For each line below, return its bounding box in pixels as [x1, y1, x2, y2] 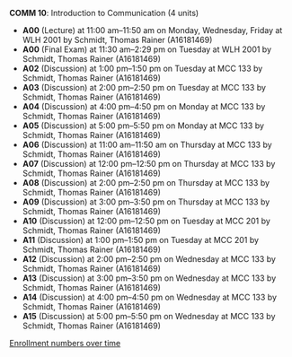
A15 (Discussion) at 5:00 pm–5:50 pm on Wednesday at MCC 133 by [22, 311, 276, 321]
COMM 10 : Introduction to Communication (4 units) [9, 8, 199, 18]
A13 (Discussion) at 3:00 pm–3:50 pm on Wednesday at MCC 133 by [22, 273, 277, 283]
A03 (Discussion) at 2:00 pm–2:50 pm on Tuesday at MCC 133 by [22, 83, 267, 92]
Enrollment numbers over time [9, 338, 121, 348]
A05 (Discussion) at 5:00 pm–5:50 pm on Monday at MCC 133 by [22, 120, 265, 131]
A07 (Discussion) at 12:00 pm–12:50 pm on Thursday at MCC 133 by [22, 159, 276, 169]
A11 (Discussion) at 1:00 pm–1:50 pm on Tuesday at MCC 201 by [22, 235, 259, 245]
